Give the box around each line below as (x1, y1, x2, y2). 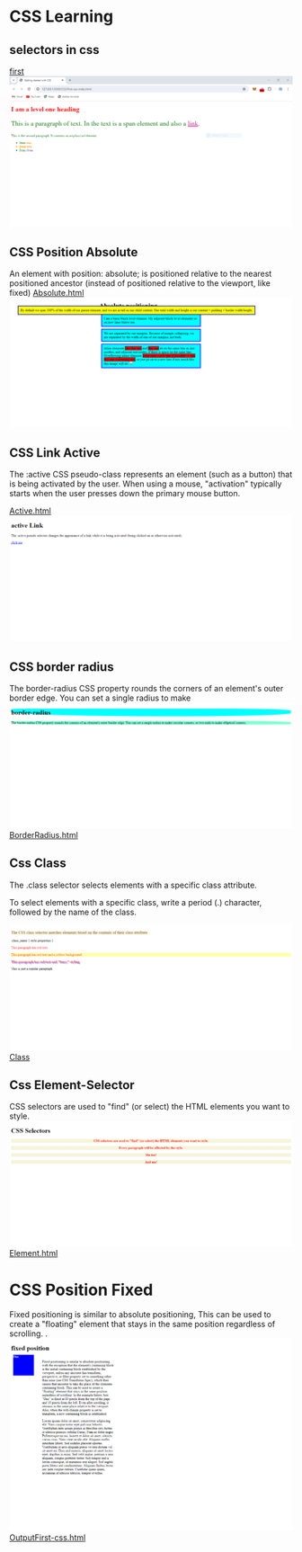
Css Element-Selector (9, 1077, 135, 1093)
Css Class (9, 856, 67, 871)
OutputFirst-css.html (9, 1532, 86, 1543)
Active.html (9, 505, 51, 516)
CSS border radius (9, 659, 114, 674)
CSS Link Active (9, 445, 101, 460)
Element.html (9, 1248, 58, 1259)
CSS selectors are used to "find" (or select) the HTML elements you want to (9, 1102, 290, 1112)
